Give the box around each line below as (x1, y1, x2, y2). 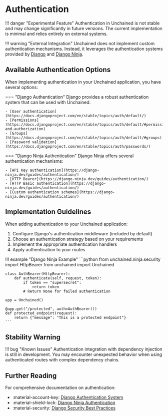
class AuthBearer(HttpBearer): (5, 271, 70, 276)
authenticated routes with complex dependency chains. (5, 357, 120, 363)
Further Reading (5, 371, 57, 380)
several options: (5, 84, 38, 90)
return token (31, 284, 59, 289)
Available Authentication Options (5, 66, 111, 74)
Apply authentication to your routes (12, 246, 85, 252)
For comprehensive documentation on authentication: (5, 384, 116, 391)
